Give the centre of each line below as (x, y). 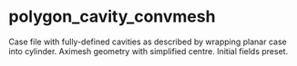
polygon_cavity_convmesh (112, 17)
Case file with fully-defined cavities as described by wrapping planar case (148, 42)
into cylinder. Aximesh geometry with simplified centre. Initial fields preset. (148, 51)
